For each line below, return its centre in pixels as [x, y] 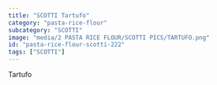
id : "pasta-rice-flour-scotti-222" [67, 45]
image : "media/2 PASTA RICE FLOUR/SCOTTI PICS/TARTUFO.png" [109, 37]
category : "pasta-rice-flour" [58, 23]
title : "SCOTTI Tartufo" [49, 15]
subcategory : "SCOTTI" [45, 30]
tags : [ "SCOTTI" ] [37, 52]
